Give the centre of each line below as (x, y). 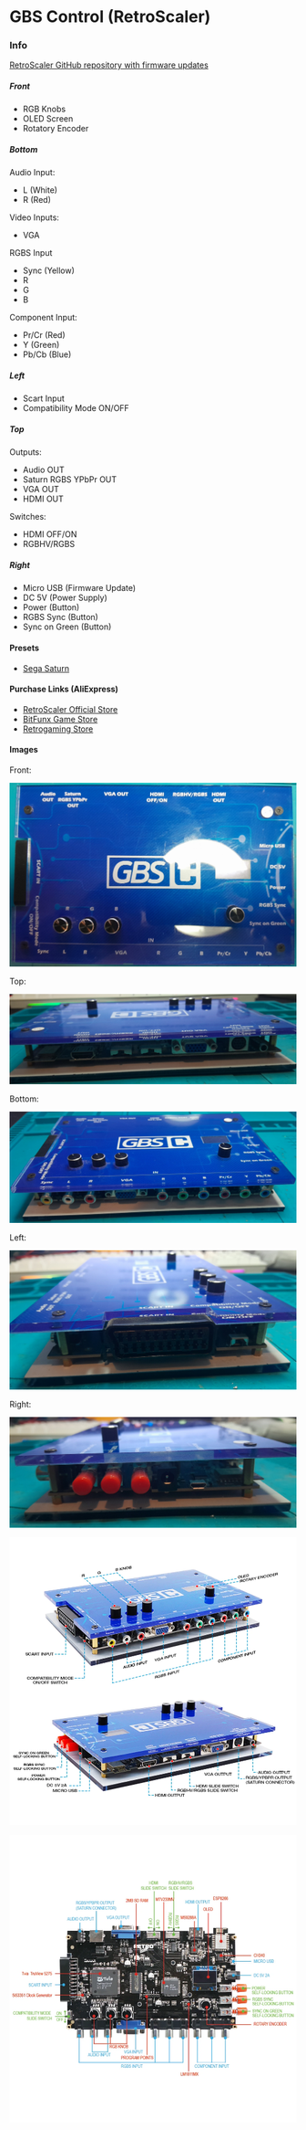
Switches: (28, 517)
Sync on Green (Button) (67, 627)
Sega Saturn (46, 668)
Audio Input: (32, 173)
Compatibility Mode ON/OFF (76, 408)
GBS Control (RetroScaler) (110, 17)
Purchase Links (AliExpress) (64, 689)
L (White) (40, 190)
